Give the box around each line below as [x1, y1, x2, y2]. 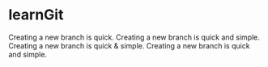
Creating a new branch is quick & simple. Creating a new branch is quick [8, 40, 250, 50]
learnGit [8, 6, 64, 24]
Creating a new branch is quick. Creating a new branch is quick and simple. [8, 32, 261, 42]
